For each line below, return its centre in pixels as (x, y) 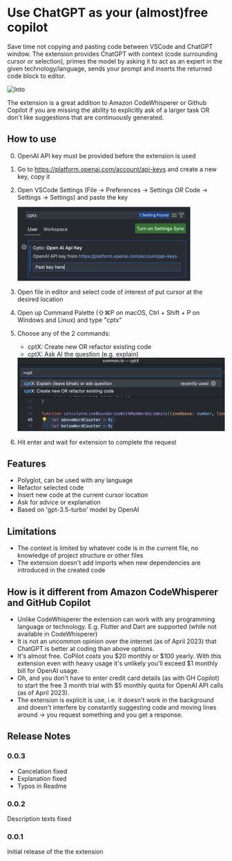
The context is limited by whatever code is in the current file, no (108, 548)
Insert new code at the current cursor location (83, 495)
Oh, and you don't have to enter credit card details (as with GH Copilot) (118, 678)
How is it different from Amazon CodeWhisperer (113, 592)
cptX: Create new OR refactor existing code (89, 346)
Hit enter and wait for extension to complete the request (97, 442)
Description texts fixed (39, 819)
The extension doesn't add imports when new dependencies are (109, 563)
